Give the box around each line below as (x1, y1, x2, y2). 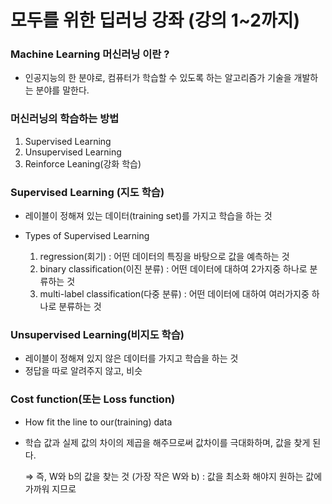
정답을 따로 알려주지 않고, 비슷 (24, 365, 143, 377)
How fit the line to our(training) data (24, 416, 173, 428)
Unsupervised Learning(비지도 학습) (10, 328, 185, 341)
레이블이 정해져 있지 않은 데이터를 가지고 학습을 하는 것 (24, 352, 239, 365)
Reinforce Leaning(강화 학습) (24, 157, 142, 170)
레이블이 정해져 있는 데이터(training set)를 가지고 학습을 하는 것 (24, 210, 273, 222)
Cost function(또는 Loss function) (10, 392, 176, 406)
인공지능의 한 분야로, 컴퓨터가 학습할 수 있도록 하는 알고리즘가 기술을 (24, 72, 292, 84)
